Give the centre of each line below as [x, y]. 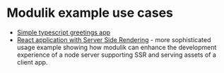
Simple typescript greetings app [64, 32]
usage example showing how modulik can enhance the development [117, 47]
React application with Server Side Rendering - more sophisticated [114, 39]
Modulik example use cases [90, 13]
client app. [32, 62]
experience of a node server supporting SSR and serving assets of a [117, 55]
